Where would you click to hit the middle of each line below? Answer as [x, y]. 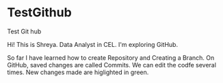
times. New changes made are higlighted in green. [78, 72]
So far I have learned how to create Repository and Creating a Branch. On [111, 57]
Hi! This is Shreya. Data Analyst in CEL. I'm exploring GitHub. [93, 44]
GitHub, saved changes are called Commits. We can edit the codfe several [112, 65]
